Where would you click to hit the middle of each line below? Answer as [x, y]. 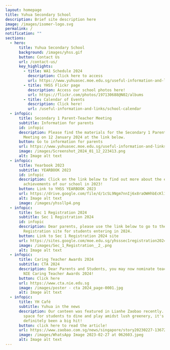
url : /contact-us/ [38, 62]
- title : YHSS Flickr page [52, 85]
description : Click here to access [65, 76]
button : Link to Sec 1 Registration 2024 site [69, 236]
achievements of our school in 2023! [63, 184]
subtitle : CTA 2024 [39, 264]
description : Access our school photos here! [76, 90]
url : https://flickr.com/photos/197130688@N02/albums [86, 95]
